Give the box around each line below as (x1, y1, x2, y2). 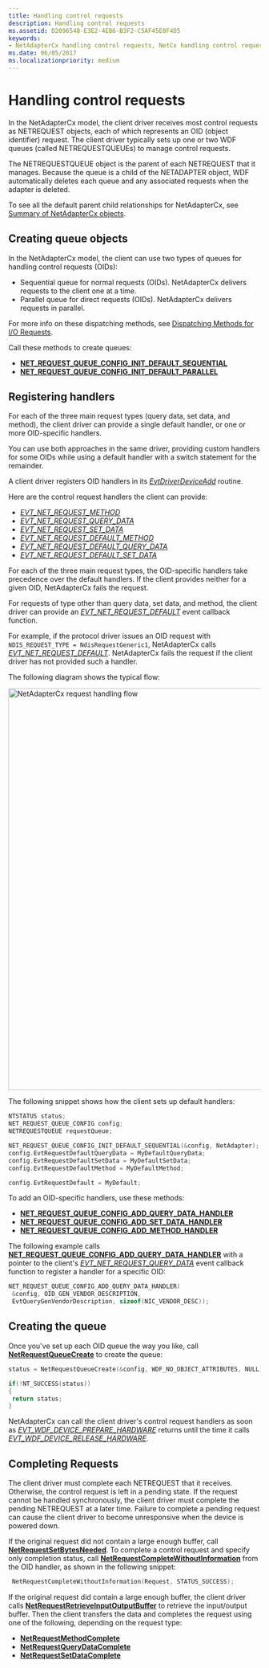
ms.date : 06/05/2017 (8, 49, 78, 57)
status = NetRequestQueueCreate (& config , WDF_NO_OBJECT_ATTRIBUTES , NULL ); (8, 1365, 267, 1373)
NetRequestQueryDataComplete (19, 1641, 131, 1651)
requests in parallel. (19, 303, 86, 313)
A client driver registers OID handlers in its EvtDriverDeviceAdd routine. (8, 476, 243, 486)
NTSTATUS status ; (8, 1112, 66, 1121)
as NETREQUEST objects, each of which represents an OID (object (8, 126, 228, 136)
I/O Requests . (8, 327, 54, 337)
